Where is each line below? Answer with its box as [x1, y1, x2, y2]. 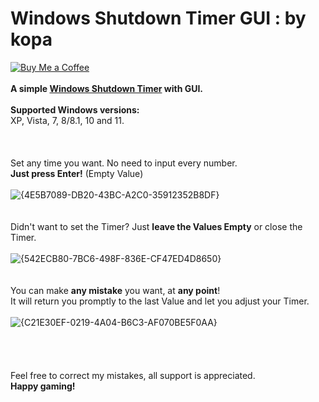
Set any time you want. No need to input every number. [10, 157, 238, 169]
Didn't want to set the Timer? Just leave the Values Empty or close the [10, 220, 303, 232]
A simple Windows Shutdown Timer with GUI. [10, 82, 204, 94]
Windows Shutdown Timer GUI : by [10, 7, 307, 30]
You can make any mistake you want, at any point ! [10, 284, 221, 296]
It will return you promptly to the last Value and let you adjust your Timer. [10, 295, 310, 307]
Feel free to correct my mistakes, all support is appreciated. [10, 369, 256, 381]
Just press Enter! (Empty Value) [10, 167, 144, 179]
